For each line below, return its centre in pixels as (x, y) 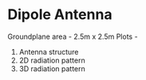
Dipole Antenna (60, 15)
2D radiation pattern (52, 60)
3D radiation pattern (52, 68)
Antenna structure (49, 51)
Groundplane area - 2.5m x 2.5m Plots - (73, 36)
